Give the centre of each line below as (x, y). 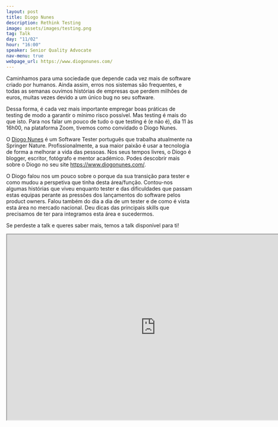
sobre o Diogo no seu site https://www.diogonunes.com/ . (76, 165)
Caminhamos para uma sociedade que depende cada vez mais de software (99, 78)
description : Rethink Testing (44, 23)
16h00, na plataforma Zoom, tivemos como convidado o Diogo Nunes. (92, 128)
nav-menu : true (25, 56)
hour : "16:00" (24, 45)
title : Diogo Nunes (30, 17)
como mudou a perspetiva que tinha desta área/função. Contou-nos (90, 182)
